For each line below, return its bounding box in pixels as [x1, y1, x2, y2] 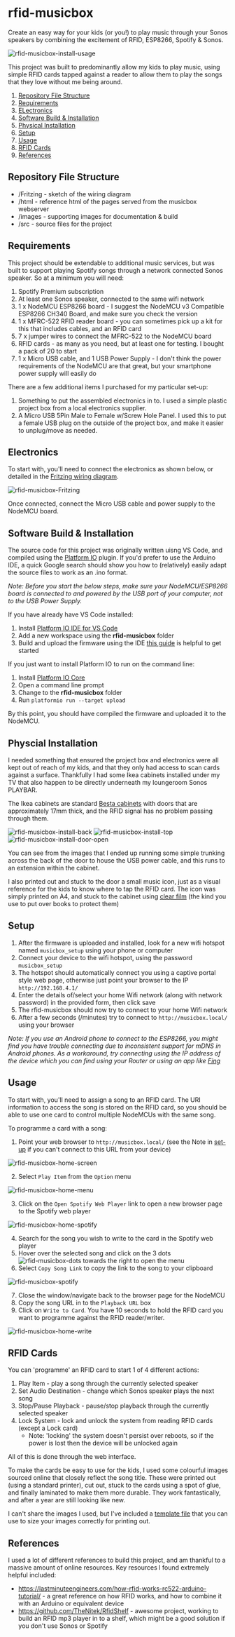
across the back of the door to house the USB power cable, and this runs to [8, 856, 226, 864]
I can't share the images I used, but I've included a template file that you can [8, 1509, 228, 1518]
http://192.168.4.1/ [17, 984, 78, 992]
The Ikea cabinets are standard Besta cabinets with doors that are [8, 800, 198, 807]
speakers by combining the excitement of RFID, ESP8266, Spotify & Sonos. [8, 35, 224, 43]
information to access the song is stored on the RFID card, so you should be [8, 1103, 227, 1111]
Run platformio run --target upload [17, 696, 126, 704]
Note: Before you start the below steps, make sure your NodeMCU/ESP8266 [8, 582, 228, 591]
